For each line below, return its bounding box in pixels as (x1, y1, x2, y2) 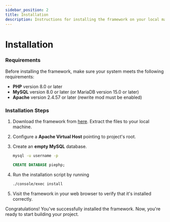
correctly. (12, 196, 33, 202)
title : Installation (5, 12, 49, 17)
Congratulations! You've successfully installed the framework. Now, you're (5, 206, 161, 212)
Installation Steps (5, 107, 50, 114)
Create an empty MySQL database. (12, 143, 87, 150)
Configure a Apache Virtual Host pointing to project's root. (12, 134, 136, 140)
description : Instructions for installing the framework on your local (5, 17, 159, 22)
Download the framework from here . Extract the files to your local (12, 119, 150, 125)
